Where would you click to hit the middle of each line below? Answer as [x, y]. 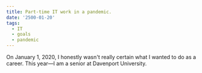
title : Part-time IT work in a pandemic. [59, 12]
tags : [13, 23]
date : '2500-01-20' [31, 17]
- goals [21, 34]
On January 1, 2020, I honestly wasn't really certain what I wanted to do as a [101, 57]
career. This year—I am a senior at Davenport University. [77, 63]
